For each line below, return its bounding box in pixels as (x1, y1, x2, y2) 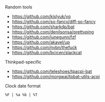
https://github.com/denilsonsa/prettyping (12, 29, 94, 34)
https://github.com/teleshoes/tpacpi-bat (12, 68, 92, 74)
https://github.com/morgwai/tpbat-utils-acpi (12, 74, 100, 79)
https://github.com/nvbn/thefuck (12, 45, 77, 50)
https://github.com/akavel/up (12, 39, 70, 45)
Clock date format (5, 83, 41, 89)
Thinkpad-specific (5, 59, 42, 65)
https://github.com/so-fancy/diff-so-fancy (12, 19, 96, 24)
